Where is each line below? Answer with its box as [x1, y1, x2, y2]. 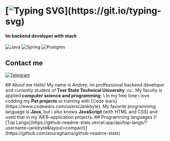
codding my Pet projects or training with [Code [5, 98, 104, 104]
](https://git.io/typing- [64, 5, 161, 17]
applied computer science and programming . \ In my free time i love [5, 92, 150, 99]
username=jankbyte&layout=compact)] [5, 125, 87, 131]
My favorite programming [102, 104, 156, 110]
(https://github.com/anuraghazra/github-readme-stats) [5, 130, 120, 136]
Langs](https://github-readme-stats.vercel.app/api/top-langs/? [16, 119, 148, 126]
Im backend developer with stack [5, 33, 77, 39]
